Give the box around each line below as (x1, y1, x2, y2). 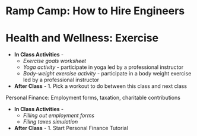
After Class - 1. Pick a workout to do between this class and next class (14, 83, 188, 90)
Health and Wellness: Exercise (5, 31, 158, 45)
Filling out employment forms (23, 112, 95, 119)
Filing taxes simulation (23, 118, 78, 125)
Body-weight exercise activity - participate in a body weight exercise (23, 70, 192, 77)
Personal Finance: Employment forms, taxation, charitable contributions (5, 94, 180, 102)
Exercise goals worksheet (23, 58, 87, 65)
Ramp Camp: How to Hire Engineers (5, 4, 185, 18)
